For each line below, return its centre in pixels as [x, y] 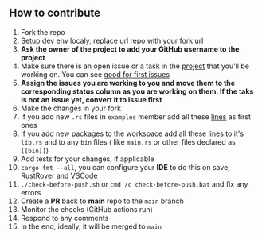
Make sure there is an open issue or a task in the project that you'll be [135, 66]
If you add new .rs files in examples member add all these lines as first [136, 116]
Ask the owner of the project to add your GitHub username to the [130, 49]
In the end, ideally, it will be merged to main [91, 226]
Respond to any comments [65, 218]
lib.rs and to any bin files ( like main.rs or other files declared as [128, 141]
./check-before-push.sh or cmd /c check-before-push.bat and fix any [134, 184]
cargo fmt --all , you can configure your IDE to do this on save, [125, 167]
